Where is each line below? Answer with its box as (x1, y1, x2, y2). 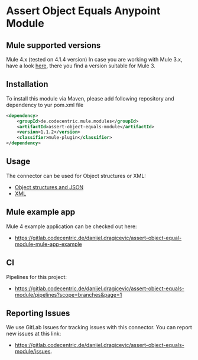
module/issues (14, 348, 51, 355)
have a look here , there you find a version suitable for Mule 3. (6, 62, 155, 69)
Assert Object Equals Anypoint (6, 4, 161, 18)
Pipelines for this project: (6, 273, 67, 280)
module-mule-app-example (14, 241, 83, 248)
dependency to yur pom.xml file (6, 101, 84, 108)
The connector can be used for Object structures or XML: (6, 172, 147, 179)
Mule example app (6, 207, 76, 217)
